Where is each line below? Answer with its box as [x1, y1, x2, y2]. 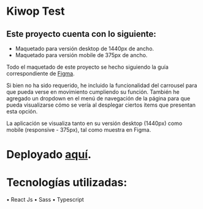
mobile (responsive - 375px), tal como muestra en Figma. [6, 126, 151, 133]
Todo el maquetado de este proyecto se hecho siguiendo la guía [6, 63, 169, 70]
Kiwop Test [6, 4, 65, 18]
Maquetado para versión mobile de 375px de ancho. [15, 51, 148, 59]
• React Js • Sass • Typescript [6, 196, 84, 203]
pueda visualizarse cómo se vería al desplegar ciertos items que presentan [6, 101, 196, 108]
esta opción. [6, 108, 38, 115]
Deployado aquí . [6, 148, 92, 162]
